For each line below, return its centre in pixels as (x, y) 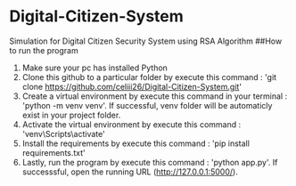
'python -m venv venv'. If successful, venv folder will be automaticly (147, 105)
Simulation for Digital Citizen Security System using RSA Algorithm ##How (146, 41)
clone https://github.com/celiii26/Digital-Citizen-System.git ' (132, 86)
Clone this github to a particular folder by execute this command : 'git (149, 77)
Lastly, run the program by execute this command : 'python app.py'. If (150, 162)
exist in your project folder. (71, 115)
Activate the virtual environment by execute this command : (132, 124)
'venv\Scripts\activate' (63, 133)
